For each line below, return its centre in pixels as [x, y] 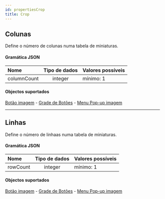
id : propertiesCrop [25, 10]
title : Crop [17, 14]
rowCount [19, 167]
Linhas [15, 123]
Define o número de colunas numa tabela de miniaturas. [62, 46]
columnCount [23, 78]
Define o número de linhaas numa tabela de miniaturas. [61, 134]
